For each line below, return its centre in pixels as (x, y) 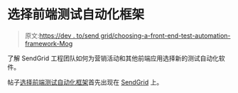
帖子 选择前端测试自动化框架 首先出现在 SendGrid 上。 (85, 82)
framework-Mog (49, 43)
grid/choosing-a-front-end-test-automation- (166, 35)
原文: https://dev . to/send (62, 35)
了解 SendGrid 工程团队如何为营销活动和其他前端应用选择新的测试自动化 (113, 58)
